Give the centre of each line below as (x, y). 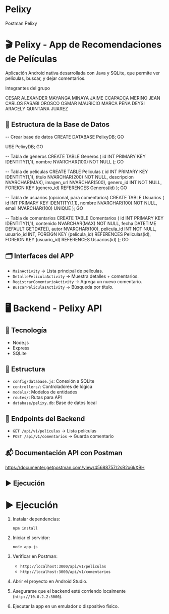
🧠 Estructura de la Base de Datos (58, 125)
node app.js (25, 547)
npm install (25, 529)
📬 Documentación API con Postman (64, 453)
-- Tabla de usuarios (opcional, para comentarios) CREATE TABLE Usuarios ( (85, 197)
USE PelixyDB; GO (24, 146)
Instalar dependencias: (36, 519)
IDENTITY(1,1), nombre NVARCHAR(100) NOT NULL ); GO (65, 162)
